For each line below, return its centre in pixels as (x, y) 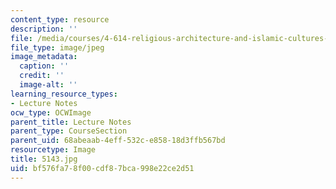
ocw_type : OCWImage (51, 112)
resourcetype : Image (53, 150)
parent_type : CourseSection (69, 131)
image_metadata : (44, 57)
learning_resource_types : (64, 94)
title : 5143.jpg (44, 159)
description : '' (44, 29)
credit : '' (42, 76)
